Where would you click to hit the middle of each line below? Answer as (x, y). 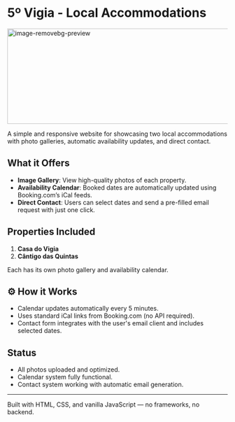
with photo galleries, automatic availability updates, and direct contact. (109, 141)
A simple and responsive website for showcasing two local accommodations (117, 134)
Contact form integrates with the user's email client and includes (111, 323)
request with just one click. (56, 210)
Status (22, 352)
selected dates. (40, 331)
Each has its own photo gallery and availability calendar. (88, 269)
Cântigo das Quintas (48, 256)
